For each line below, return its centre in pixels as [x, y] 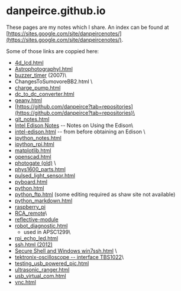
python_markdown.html [43, 200]
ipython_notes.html [38, 138]
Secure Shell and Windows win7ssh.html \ [66, 251]
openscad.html [33, 156]
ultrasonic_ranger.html [42, 269]
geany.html [28, 100]
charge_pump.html [38, 87]
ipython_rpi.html [34, 144]
